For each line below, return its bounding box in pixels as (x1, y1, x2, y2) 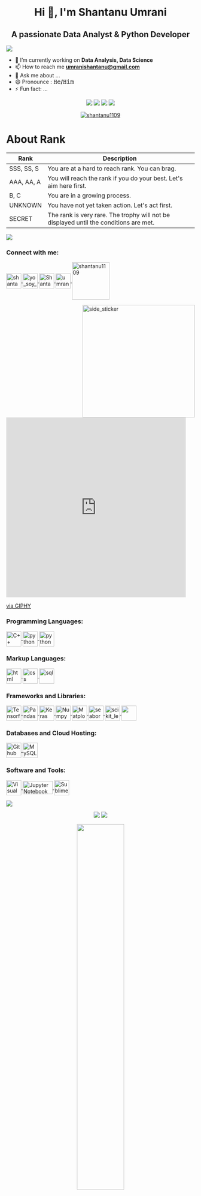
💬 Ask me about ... (14, 72, 60, 79)
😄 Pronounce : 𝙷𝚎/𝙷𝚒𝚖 (14, 78, 74, 85)
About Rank (6, 133, 66, 146)
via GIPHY (6, 602, 32, 609)
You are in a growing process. (47, 191, 132, 200)
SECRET (9, 214, 33, 223)
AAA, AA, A (9, 178, 41, 186)
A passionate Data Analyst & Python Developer (11, 29, 190, 40)
